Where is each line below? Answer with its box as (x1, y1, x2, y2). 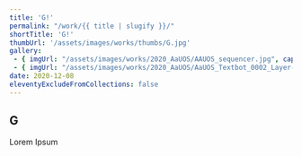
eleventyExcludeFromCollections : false (9, 80, 159, 89)
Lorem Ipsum (9, 136, 58, 148)
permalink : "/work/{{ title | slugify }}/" (9, 22, 175, 30)
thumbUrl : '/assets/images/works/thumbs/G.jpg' (9, 38, 191, 48)
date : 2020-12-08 (9, 72, 75, 81)
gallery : (9, 47, 42, 56)
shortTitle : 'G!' (9, 30, 75, 39)
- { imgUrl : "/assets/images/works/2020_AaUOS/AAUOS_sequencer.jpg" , (13, 55, 280, 64)
